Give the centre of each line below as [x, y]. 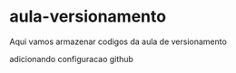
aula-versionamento [88, 17]
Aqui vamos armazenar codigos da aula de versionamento [118, 41]
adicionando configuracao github [72, 59]
